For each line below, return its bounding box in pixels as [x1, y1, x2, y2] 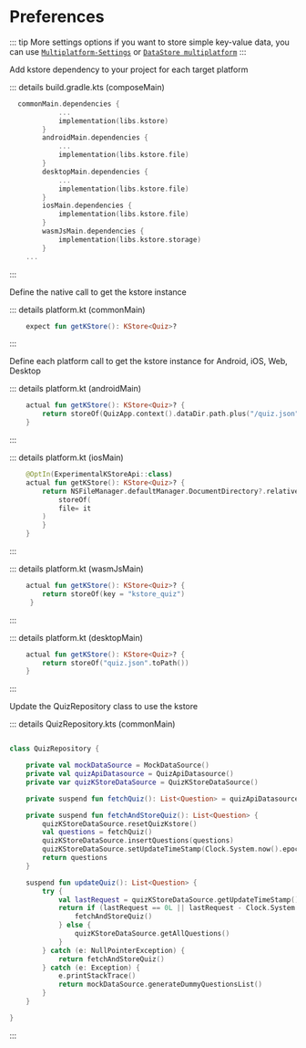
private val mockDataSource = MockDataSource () [25, 760, 209, 770]
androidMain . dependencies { [42, 133, 148, 142]
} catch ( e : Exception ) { [42, 963, 141, 972]
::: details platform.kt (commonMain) [9, 304, 146, 315]
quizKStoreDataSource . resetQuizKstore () [42, 819, 198, 828]
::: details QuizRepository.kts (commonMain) [9, 718, 176, 729]
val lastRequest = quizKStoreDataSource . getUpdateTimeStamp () [57, 895, 300, 905]
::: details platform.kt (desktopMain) [9, 632, 144, 643]
